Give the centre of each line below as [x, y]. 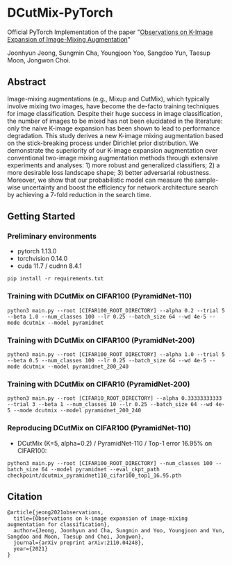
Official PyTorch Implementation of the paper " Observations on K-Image [110, 32]
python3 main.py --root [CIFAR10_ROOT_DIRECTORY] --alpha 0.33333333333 [115, 398]
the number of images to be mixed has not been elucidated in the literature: [115, 121]
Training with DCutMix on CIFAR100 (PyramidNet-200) [101, 340]
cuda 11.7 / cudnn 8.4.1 [49, 266]
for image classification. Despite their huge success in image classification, [115, 113]
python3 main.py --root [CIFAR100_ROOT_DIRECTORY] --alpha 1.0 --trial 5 [116, 355]
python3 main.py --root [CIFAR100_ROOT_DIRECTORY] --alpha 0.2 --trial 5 [116, 310]
